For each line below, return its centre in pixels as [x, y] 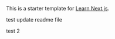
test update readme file [34, 19]
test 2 [13, 31]
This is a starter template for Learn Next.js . [58, 8]
